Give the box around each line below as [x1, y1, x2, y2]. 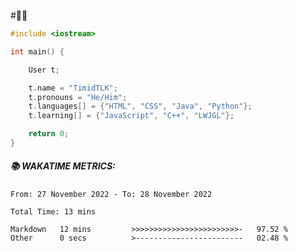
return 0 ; [28, 129, 70, 139]
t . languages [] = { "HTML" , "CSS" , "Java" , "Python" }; [28, 101, 253, 112]
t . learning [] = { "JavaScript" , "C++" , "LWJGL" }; [28, 111, 235, 121]
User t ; [28, 65, 60, 75]
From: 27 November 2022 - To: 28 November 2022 [10, 189, 213, 199]
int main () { [10, 46, 65, 57]
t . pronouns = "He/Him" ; [28, 92, 128, 102]
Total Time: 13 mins [10, 206, 97, 217]
